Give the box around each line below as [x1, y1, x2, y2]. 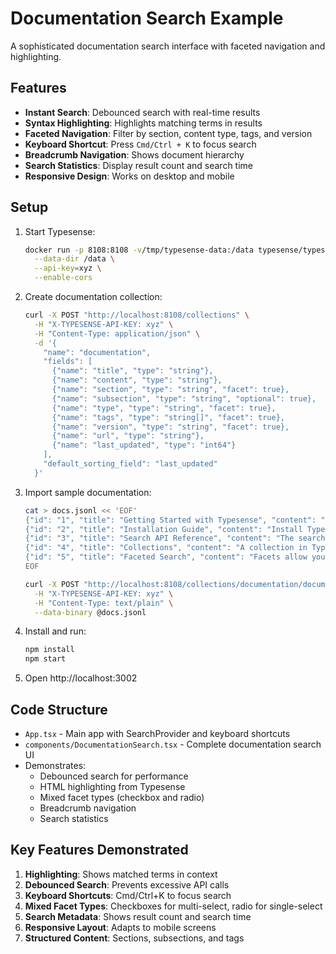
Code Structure [10, 701, 108, 718]
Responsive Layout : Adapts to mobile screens [24, 921, 217, 933]
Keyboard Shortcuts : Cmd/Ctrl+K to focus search [24, 889, 232, 901]
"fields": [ [43, 357, 93, 367]
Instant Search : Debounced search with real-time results [24, 106, 261, 118]
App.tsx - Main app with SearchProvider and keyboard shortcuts [24, 728, 291, 739]
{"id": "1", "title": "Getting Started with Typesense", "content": [24, 515, 317, 525]
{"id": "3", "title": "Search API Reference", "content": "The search [24, 533, 326, 544]
